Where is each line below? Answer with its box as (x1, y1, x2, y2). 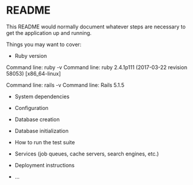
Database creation (14, 116, 60, 123)
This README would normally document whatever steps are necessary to (6, 23, 186, 30)
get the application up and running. (6, 29, 92, 36)
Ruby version (14, 52, 47, 59)
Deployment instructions (14, 161, 75, 168)
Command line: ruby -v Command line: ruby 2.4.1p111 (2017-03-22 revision (6, 63, 188, 71)
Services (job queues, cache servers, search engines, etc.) (14, 150, 159, 157)
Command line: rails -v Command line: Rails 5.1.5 (6, 81, 124, 89)
